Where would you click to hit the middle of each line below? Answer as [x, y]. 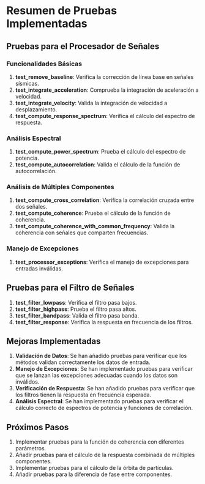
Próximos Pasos [38, 427]
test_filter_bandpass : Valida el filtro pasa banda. [77, 315]
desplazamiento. [36, 109]
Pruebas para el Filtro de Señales [70, 288]
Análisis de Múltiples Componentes [60, 187]
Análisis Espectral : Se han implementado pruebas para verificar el [99, 401]
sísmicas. [27, 83]
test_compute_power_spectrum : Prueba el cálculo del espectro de [100, 152]
